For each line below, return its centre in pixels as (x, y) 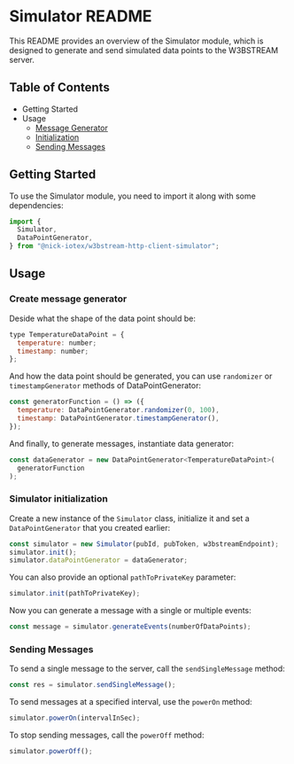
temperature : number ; (57, 343)
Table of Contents (60, 87)
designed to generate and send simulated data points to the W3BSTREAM (144, 50)
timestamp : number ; (53, 351)
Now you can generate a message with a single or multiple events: (131, 611)
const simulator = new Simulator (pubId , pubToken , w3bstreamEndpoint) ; (144, 544)
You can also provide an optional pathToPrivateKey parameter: (123, 577)
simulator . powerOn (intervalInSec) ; (75, 718)
